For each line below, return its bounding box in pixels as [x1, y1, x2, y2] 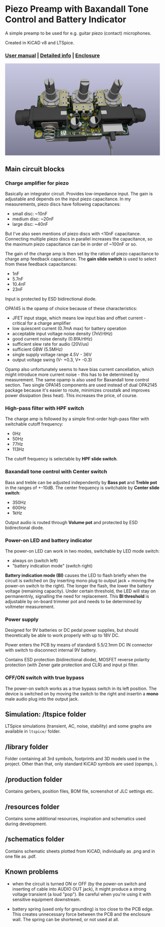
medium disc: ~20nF [12, 216, 54, 222]
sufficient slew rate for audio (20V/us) [12, 341, 89, 347]
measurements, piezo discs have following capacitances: [5, 201, 121, 207]
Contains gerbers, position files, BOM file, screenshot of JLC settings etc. [5, 788, 154, 794]
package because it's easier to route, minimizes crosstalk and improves [5, 387, 150, 393]
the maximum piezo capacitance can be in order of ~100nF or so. [5, 241, 137, 247]
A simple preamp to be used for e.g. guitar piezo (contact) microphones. [5, 30, 151, 36]
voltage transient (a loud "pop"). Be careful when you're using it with [12, 891, 151, 897]
